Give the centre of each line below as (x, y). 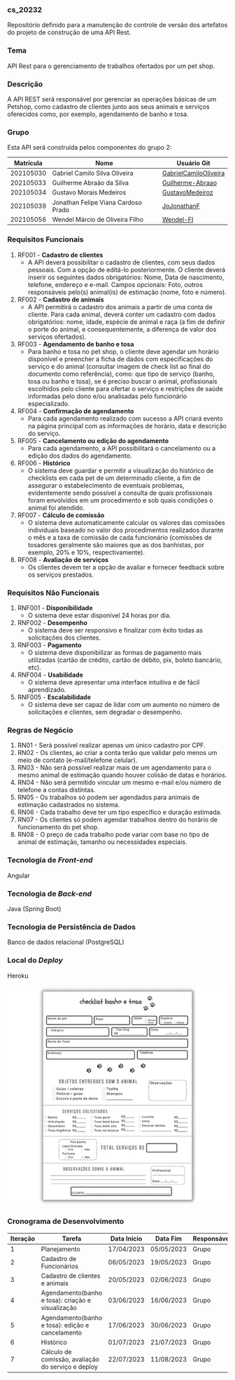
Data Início (127, 1239)
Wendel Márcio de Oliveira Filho (98, 219)
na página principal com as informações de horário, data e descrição (127, 425)
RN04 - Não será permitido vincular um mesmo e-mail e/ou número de (119, 782)
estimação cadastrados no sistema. (69, 805)
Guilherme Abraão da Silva (91, 183)
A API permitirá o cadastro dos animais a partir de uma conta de (120, 307)
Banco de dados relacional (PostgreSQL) (66, 942)
